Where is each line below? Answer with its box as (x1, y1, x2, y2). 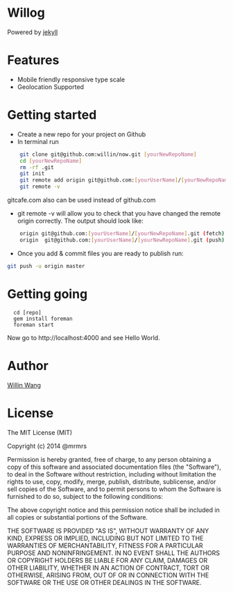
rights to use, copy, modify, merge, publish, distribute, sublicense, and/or (7, 477, 216, 486)
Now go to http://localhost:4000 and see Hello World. (7, 333, 161, 342)
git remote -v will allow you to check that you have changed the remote (17, 209, 221, 218)
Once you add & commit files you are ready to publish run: (17, 249, 184, 257)
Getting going (7, 286, 88, 302)
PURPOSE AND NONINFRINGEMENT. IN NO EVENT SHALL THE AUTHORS (7, 548, 221, 557)
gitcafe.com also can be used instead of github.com (7, 196, 156, 205)
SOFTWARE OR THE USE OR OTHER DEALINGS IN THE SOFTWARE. (7, 578, 202, 586)
